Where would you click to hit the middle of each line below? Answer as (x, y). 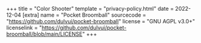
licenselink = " (24, 27)
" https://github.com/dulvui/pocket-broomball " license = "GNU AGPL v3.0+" (101, 21)
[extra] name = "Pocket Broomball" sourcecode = (84, 15)
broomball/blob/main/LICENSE (45, 34)
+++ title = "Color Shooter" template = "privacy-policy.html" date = (90, 9)
